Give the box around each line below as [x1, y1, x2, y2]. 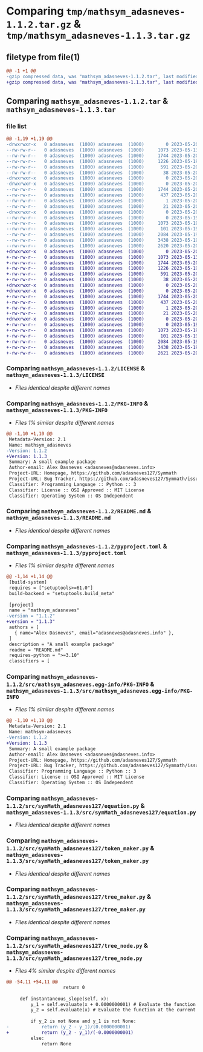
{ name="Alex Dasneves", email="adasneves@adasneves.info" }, [14, 630, 174, 636]
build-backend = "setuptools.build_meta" [8, 590, 115, 596]
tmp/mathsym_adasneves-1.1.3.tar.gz [6, 30, 191, 42]
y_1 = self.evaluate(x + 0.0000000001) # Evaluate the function [30, 1001, 196, 1007]
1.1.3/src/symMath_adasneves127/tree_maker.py [6, 906, 146, 913]
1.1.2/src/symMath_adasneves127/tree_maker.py [6, 894, 146, 901]
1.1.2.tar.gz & [6, 17, 82, 31]
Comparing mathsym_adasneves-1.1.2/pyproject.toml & [6, 542, 167, 550]
